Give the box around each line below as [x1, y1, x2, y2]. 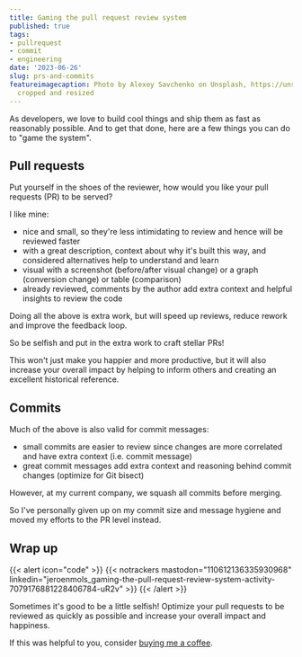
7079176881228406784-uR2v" [9, 583, 124, 594]
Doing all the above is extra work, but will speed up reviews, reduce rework [9, 311, 288, 322]
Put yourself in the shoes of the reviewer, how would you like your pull [9, 182, 269, 193]
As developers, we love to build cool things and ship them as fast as [9, 113, 261, 124]
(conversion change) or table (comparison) [22, 274, 182, 285]
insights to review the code [22, 293, 123, 304]
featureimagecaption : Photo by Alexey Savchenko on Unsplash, [9, 80, 247, 89]
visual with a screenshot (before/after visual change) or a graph [22, 264, 259, 275]
